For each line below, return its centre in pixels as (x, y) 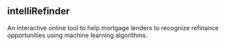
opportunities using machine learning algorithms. (78, 35)
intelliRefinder (39, 11)
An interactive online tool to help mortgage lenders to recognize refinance (113, 27)
